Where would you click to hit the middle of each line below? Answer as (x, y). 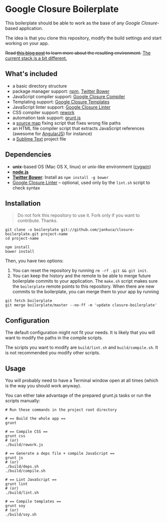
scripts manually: (23, 401)
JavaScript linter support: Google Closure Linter (61, 107)
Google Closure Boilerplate (62, 9)
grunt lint (16, 484)
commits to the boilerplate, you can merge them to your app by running (85, 292)
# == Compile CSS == (27, 432)
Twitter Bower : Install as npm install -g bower (60, 177)
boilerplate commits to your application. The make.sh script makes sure (85, 281)
